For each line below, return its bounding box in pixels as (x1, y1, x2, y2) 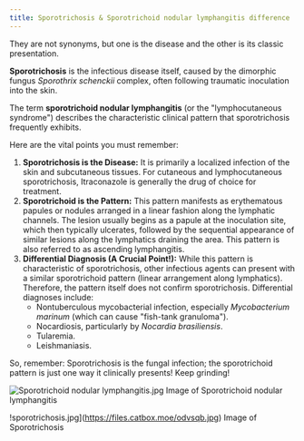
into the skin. (9, 84, 58, 95)
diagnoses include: (22, 291, 93, 302)
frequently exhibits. (9, 122, 82, 132)
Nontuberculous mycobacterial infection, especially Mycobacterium (35, 301, 290, 312)
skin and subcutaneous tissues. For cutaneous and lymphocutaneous (22, 166, 283, 177)
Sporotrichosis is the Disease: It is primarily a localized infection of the (22, 156, 290, 168)
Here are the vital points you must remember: (9, 139, 179, 150)
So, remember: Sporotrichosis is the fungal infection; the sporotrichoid (9, 358, 274, 368)
